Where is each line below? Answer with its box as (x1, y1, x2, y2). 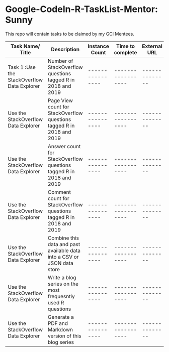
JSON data (47, 260, 74, 267)
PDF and (47, 320, 68, 327)
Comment (47, 188, 71, 195)
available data (47, 247, 80, 254)
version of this (47, 332, 81, 339)
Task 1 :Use (8, 64, 36, 71)
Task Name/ (11, 43, 40, 50)
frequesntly (47, 293, 75, 300)
